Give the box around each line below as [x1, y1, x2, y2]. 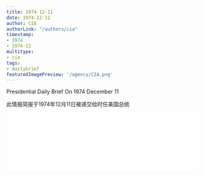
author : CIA [6, 20, 37, 26]
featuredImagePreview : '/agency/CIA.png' [6, 71, 114, 77]
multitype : [6, 49, 34, 55]
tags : [6, 60, 20, 66]
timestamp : [6, 32, 34, 38]
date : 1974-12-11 [6, 15, 51, 21]
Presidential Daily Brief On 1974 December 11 [6, 88, 119, 95]
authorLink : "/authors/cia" [6, 26, 78, 32]
